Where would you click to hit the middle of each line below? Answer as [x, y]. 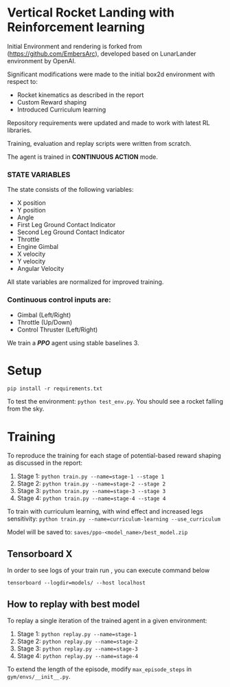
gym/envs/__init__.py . [39, 677]
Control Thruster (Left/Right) [57, 329]
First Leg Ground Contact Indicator [66, 225]
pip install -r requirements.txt [55, 389]
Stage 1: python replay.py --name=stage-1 [77, 634]
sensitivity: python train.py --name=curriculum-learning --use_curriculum [114, 519]
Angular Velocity [41, 269]
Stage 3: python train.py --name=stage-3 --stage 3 [91, 491]
